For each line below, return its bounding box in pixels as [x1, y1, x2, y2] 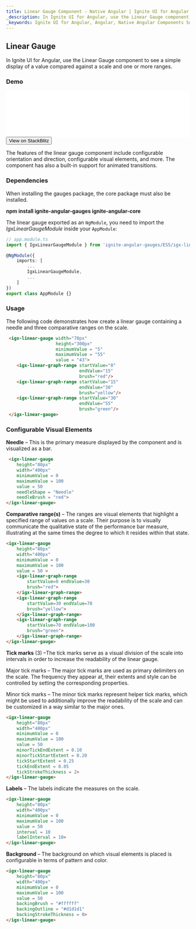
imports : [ [16, 258, 43, 264]
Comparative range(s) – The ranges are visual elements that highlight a [6, 511, 178, 518]
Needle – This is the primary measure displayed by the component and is [6, 439, 182, 446]
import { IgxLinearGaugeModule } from [6, 241, 100, 248]
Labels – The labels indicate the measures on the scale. [6, 785, 140, 792]
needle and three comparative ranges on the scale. [6, 324, 129, 331]
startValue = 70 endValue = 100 [27, 622, 95, 628]
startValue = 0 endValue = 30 [27, 579, 90, 585]
